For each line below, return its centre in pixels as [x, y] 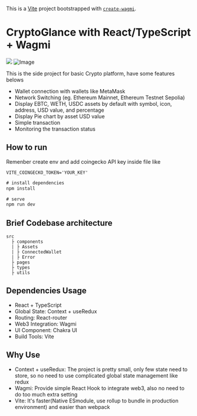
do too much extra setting [46, 394]
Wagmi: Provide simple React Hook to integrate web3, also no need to [99, 388]
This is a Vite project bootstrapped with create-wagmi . [71, 9]
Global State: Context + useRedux [56, 311]
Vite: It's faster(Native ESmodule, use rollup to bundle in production [96, 401]
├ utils [21, 273]
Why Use [23, 355]
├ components [27, 242]
